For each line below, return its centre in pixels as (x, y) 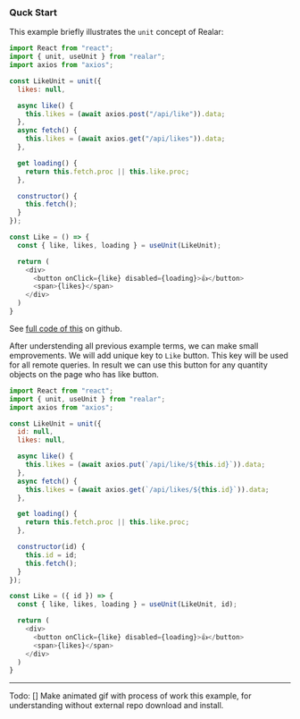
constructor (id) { (52, 547)
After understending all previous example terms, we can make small (134, 345)
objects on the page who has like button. (84, 374)
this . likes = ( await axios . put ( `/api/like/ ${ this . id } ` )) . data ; (146, 465)
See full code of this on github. (66, 328)
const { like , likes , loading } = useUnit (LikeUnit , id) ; (128, 605)
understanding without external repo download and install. (117, 706)
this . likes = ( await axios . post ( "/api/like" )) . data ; (125, 114)
